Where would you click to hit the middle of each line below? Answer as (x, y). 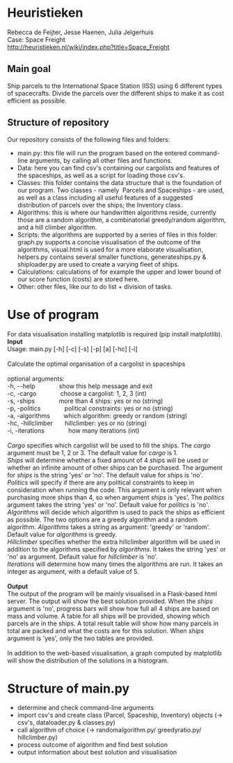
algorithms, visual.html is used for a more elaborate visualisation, (110, 249)
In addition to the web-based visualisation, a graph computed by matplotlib (115, 653)
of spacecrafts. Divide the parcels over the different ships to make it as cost (116, 93)
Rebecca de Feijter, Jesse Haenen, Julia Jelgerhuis (81, 32)
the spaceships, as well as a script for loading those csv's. (101, 175)
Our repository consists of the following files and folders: (89, 139)
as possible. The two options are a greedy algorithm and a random (103, 519)
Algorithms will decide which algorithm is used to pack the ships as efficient (116, 512)
